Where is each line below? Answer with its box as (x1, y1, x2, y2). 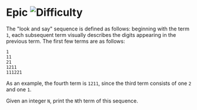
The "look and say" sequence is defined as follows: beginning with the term (6, 25, 190, 32)
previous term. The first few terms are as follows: (6, 37, 125, 44)
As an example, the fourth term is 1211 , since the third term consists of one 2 (6, 80, 192, 87)
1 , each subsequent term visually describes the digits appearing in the (6, 31, 176, 38)
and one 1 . (6, 85, 32, 93)
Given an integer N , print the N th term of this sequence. (6, 97, 138, 104)
